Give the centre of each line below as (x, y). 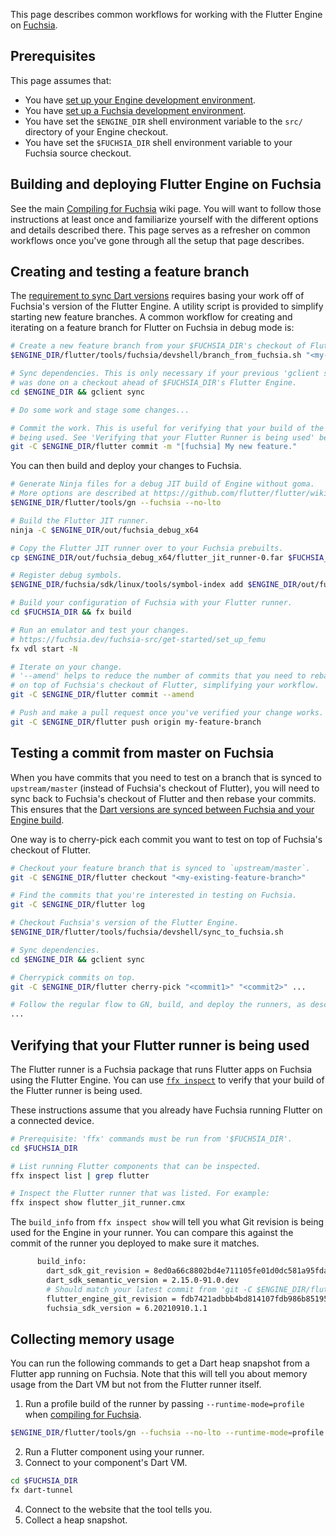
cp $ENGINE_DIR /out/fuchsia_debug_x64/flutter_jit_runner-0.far (147, 557)
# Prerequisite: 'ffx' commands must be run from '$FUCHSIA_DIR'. (151, 1139)
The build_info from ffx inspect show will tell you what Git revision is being (167, 1222)
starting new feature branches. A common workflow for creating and (151, 317)
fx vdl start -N (44, 649)
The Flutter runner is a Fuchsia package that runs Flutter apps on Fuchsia (161, 1069)
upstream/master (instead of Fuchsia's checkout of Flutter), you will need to (165, 788)
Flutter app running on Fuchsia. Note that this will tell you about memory (159, 1374)
